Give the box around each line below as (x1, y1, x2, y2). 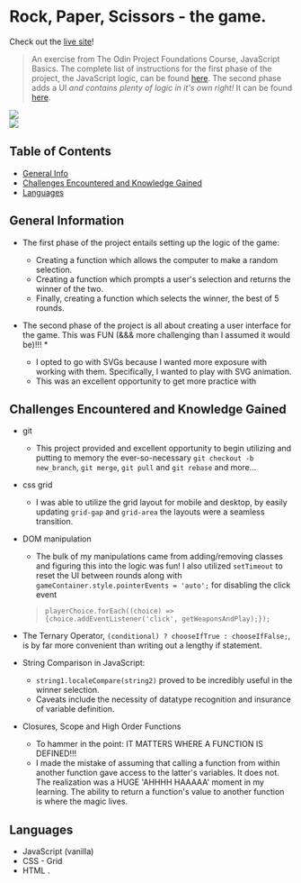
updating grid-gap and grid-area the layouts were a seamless (35, 506, 265, 517)
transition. (35, 516, 74, 527)
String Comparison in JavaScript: (22, 658, 146, 669)
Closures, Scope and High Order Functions (22, 721, 181, 732)
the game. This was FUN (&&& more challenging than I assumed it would (22, 329, 290, 340)
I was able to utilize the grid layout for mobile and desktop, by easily (35, 497, 288, 508)
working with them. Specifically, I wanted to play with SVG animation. (35, 366, 292, 377)
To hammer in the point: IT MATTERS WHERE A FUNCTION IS (35, 739, 263, 750)
